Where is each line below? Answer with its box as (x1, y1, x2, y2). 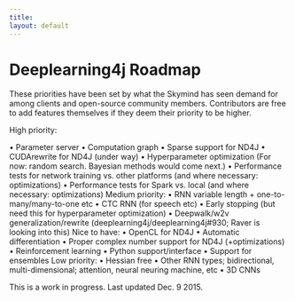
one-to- (256, 189, 285, 200)
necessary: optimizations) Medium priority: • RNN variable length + (9, 189, 255, 200)
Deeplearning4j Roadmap (9, 59, 201, 80)
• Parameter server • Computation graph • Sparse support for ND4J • (9, 142, 266, 153)
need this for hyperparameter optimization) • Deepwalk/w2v (9, 208, 229, 218)
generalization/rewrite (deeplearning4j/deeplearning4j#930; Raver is (9, 218, 260, 228)
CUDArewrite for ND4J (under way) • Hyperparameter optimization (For (9, 152, 272, 162)
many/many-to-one (9, 199, 80, 210)
